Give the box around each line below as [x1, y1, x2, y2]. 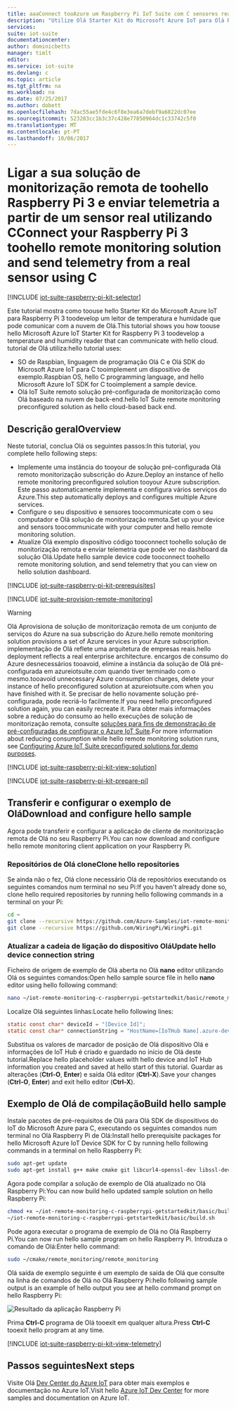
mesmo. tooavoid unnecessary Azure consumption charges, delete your [7, 675, 214, 683]
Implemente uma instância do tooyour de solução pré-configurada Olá [17, 463, 221, 471]
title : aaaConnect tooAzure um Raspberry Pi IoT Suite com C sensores [7, 10, 218, 18]
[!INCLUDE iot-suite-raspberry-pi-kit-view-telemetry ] [7, 1339, 162, 1348]
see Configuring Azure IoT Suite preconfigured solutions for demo [7, 742, 199, 750]
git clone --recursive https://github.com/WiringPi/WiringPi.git [7, 924, 202, 932]
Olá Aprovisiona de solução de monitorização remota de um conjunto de [7, 622, 217, 630]
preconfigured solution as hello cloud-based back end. [17, 403, 177, 411]
